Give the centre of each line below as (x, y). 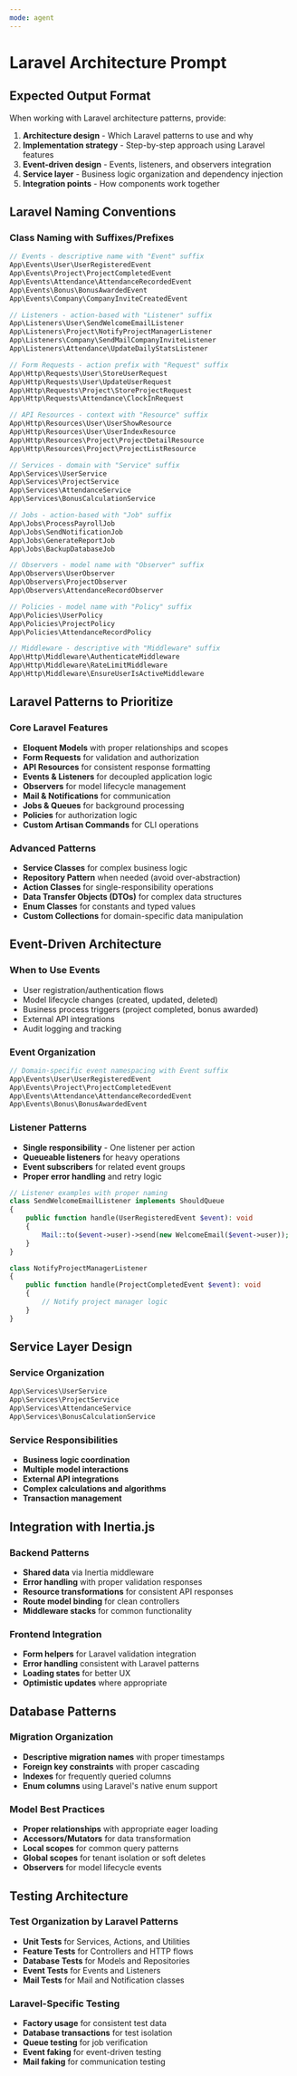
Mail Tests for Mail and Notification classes (103, 1980)
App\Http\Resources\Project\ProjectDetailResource (107, 440)
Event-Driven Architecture (86, 945)
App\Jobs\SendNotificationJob (67, 532)
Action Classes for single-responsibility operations (118, 887)
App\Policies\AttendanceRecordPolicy (81, 632)
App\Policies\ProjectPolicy (62, 623)
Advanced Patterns (53, 848)
